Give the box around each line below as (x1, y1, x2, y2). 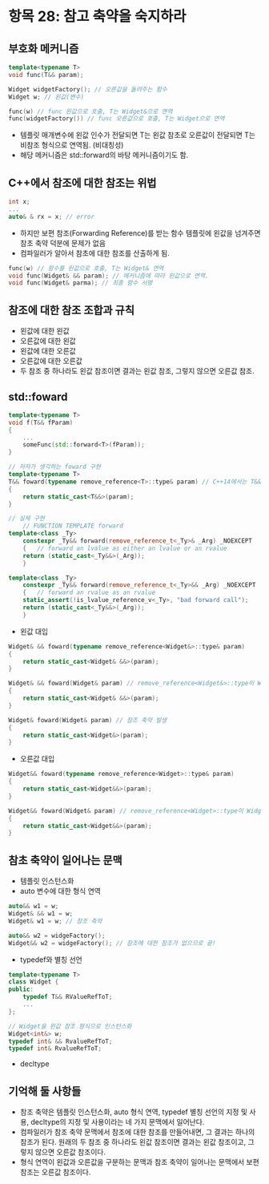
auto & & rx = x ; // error (8, 212, 94, 220)
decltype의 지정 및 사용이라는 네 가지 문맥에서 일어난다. (30, 1117, 205, 1127)
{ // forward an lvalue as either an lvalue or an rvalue (22, 544, 227, 552)
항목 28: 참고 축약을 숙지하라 (8, 7, 187, 26)
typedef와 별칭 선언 (19, 955, 82, 964)
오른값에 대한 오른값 (19, 356, 82, 366)
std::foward (8, 390, 68, 403)
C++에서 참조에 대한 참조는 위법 (8, 176, 157, 189)
